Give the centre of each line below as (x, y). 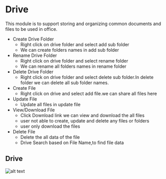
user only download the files (50, 126)
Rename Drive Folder (35, 55)
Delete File (24, 131)
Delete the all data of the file (50, 137)
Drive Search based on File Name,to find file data (72, 143)
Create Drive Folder (33, 39)
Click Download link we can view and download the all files (82, 115)
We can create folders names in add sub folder (69, 50)
